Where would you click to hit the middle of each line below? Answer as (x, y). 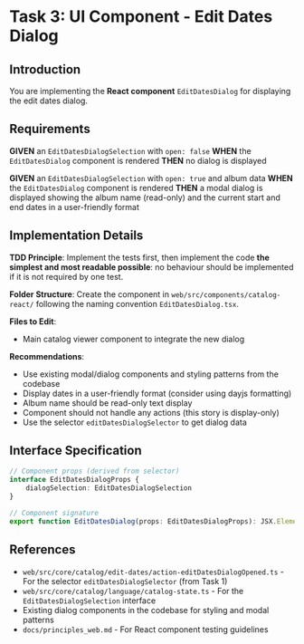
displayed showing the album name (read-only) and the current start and (145, 197)
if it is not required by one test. (66, 276)
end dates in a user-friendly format (75, 207)
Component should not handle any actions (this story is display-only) (151, 412)
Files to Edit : (33, 321)
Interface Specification (76, 451)
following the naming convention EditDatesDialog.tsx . (138, 303)
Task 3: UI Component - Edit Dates (141, 17)
